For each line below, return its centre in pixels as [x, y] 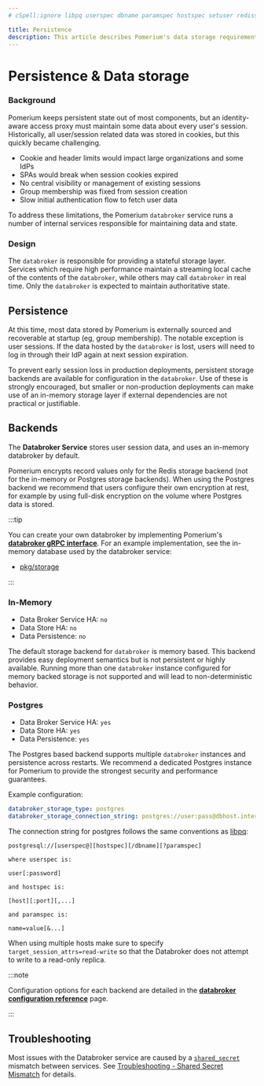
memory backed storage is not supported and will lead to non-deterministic [130, 677]
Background [32, 101]
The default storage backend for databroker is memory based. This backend [132, 652]
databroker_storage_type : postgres [66, 809]
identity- [236, 117]
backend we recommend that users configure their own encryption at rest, [129, 487]
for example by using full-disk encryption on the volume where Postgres [125, 496]
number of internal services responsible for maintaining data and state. [123, 223]
